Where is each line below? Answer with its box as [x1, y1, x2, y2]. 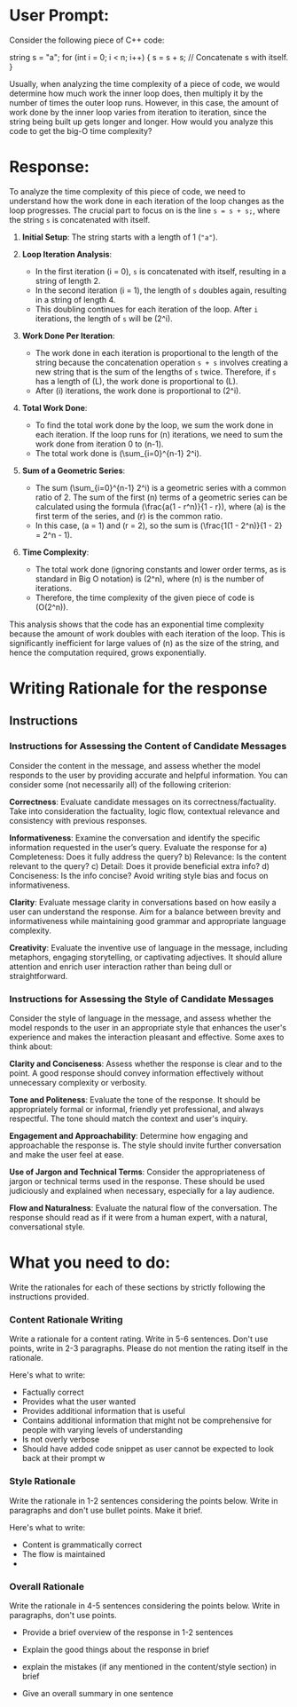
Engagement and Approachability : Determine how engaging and [9, 1131, 248, 1142]
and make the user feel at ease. [9, 1150, 124, 1160]
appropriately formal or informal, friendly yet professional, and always [9, 1104, 264, 1115]
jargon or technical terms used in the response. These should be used [9, 1176, 266, 1187]
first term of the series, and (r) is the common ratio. [35, 510, 223, 521]
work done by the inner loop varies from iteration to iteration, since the [9, 107, 268, 117]
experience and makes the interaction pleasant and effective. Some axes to [9, 1031, 285, 1043]
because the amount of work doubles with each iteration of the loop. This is [9, 628, 285, 639]
